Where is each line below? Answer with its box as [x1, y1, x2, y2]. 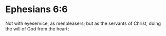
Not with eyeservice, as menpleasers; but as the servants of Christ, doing [5, 20, 161, 26]
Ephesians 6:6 [5, 4, 68, 15]
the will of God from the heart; [5, 25, 69, 31]
